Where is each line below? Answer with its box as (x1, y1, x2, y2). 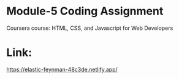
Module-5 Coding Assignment (6, 4, 164, 18)
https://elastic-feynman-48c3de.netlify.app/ (6, 66, 118, 73)
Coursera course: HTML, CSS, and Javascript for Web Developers (6, 24, 173, 32)
